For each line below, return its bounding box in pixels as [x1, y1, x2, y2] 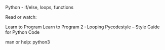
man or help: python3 [5, 39, 50, 45]
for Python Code [5, 29, 40, 35]
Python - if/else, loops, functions [5, 5, 74, 10]
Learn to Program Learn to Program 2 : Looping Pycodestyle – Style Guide [5, 24, 160, 30]
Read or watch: [5, 14, 37, 20]
